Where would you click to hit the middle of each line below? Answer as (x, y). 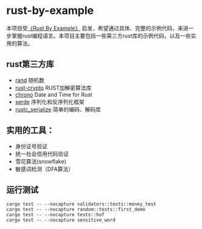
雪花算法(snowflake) (41, 161)
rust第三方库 (30, 64)
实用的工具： (30, 130)
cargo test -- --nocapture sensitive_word (61, 220)
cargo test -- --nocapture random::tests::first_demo (76, 210)
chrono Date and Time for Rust (54, 94)
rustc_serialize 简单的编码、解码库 (58, 109)
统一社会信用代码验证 (42, 154)
